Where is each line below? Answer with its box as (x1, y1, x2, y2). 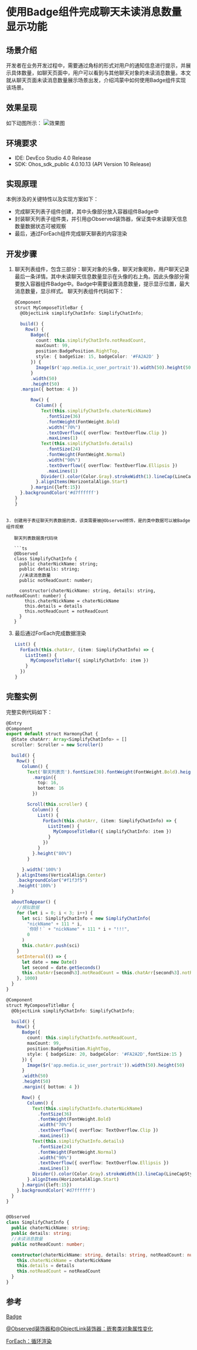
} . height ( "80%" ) (32, 850, 72, 856)
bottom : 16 (37, 785, 64, 792)
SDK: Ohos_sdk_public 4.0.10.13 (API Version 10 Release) (14, 160, 151, 167)
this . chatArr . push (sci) (21, 943, 80, 949)
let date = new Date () (21, 959, 77, 965)
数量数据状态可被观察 (14, 223, 66, 230)
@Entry (6, 720, 22, 726)
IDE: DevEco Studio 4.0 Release (14, 154, 91, 161)
